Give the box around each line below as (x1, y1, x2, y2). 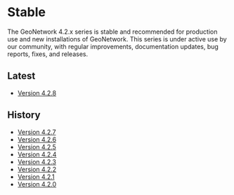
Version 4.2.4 (17, 150, 57, 159)
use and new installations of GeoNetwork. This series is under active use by (7, 34, 227, 43)
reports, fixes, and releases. (7, 50, 89, 58)
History (7, 109, 41, 121)
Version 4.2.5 (17, 142, 56, 151)
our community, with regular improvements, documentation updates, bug (7, 42, 219, 51)
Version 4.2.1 (17, 173, 55, 181)
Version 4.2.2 (17, 165, 57, 173)
